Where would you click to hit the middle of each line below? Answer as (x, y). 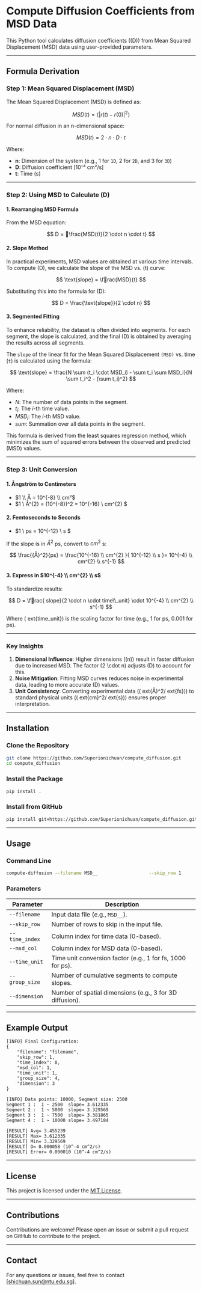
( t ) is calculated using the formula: (49, 360)
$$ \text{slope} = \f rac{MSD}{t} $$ (101, 279)
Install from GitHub (35, 807)
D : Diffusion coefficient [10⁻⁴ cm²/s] (59, 167)
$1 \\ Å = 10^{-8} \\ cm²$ (45, 497)
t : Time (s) (28, 174)
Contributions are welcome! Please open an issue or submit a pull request (98, 1229)
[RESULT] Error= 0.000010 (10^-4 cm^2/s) (59, 1152)
